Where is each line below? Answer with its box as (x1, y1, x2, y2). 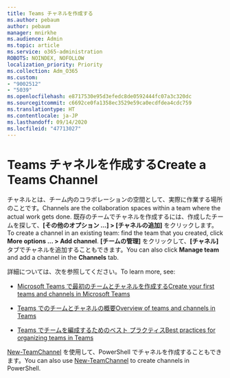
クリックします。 (170, 221, 218, 230)
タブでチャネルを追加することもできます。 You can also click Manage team (7, 245, 220, 254)
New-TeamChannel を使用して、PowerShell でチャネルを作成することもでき (7, 348, 222, 356)
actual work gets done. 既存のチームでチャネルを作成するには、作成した (7, 212, 211, 221)
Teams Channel (7, 172, 98, 188)
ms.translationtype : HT (7, 106, 76, 113)
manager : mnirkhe (7, 29, 57, 36)
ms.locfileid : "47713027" (7, 125, 81, 132)
